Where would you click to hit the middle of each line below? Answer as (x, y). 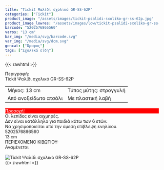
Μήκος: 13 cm (24, 90)
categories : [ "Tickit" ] (29, 14)
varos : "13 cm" (20, 32)
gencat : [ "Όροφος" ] (25, 46)
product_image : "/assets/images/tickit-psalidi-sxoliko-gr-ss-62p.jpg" (79, 19)
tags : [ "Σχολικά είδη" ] (29, 50)
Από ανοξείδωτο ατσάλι (35, 98)
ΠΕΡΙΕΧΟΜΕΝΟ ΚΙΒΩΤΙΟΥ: (32, 142)
